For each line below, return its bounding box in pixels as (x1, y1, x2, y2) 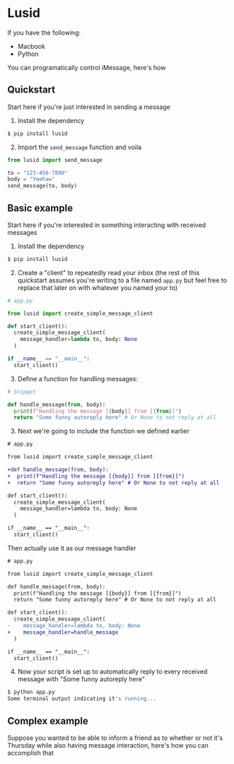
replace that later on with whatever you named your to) (17, 283, 178, 291)
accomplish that (7, 748, 54, 757)
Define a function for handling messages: (17, 374, 139, 383)
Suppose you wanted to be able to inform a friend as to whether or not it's (7, 734, 223, 742)
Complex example (7, 714, 88, 727)
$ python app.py (7, 688, 55, 696)
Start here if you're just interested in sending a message (7, 103, 171, 111)
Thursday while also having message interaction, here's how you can (7, 741, 209, 749)
